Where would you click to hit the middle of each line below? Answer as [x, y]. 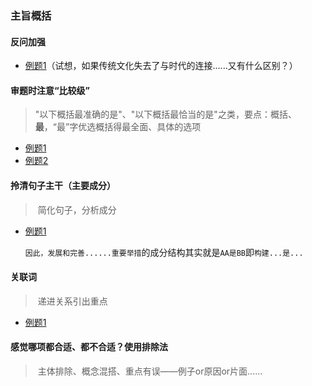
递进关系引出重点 [72, 301]
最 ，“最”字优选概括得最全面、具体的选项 [118, 127]
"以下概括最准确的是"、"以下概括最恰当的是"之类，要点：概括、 [165, 114]
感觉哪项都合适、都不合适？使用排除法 [89, 347]
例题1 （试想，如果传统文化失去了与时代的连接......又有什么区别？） [161, 66]
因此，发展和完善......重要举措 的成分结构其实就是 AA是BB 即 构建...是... [164, 252]
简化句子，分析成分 [77, 209]
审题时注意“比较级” [50, 90]
